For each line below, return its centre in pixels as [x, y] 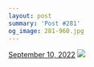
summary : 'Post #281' [45, 23]
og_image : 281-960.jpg [46, 31]
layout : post [30, 16]
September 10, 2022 [42, 55]
